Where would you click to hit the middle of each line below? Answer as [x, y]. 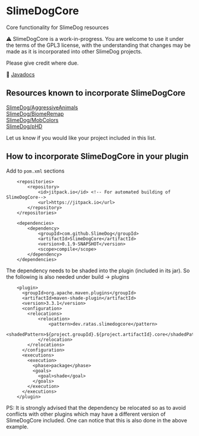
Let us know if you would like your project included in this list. [81, 138]
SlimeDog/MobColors [32, 120]
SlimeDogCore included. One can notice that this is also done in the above [97, 420]
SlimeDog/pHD [24, 126]
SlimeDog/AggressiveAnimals [42, 107]
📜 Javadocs [20, 74]
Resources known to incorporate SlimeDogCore [96, 93]
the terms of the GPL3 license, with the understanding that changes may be [99, 45]
